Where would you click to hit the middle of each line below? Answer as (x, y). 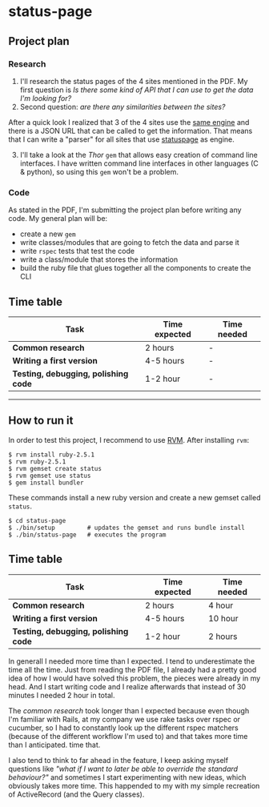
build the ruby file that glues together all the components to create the (135, 268)
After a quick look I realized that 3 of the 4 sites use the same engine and (129, 122)
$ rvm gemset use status (50, 476)
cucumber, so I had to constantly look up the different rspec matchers (123, 728)
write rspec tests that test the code (77, 251)
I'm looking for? (46, 98)
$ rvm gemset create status (55, 468)
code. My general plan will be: (58, 219)
